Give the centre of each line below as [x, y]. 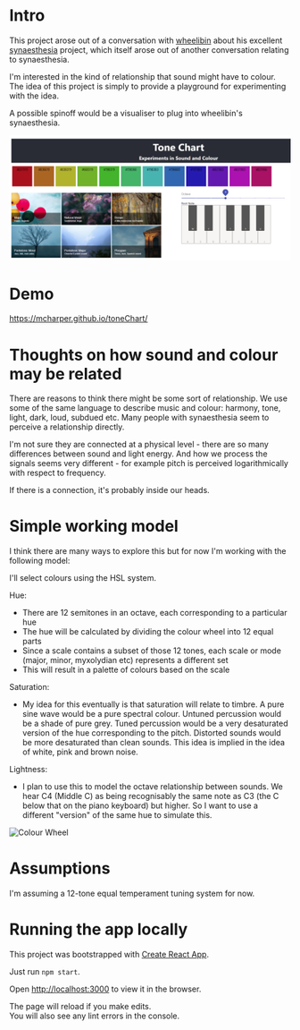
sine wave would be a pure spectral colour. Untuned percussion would [152, 714]
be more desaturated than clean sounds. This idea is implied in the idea [154, 743]
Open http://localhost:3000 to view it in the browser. [105, 989]
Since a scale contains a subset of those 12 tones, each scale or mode [151, 651]
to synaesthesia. [39, 59]
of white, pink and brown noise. [80, 752]
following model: [40, 561]
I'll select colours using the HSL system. [83, 578]
